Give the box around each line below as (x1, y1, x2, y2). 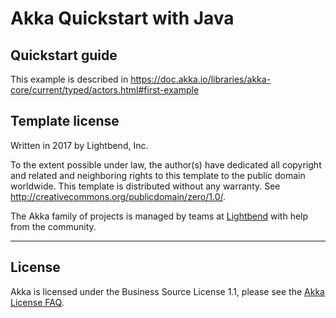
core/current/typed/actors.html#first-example (10, 84, 200, 96)
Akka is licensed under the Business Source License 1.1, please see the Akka (10, 285, 325, 297)
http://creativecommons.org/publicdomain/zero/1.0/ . (10, 190, 227, 202)
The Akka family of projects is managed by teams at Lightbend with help (10, 210, 309, 222)
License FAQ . (10, 296, 65, 308)
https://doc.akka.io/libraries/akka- (130, 73, 272, 85)
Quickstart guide (10, 47, 118, 64)
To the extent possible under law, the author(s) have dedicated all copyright (10, 158, 322, 171)
